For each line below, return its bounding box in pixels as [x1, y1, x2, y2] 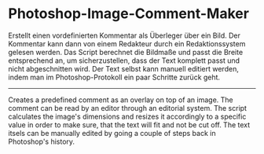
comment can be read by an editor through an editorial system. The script [8, 103, 247, 112]
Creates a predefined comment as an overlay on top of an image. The [8, 95, 233, 104]
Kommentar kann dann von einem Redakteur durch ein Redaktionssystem [8, 38, 246, 48]
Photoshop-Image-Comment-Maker [8, 5, 250, 23]
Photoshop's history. [8, 137, 75, 146]
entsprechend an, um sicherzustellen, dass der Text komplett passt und [8, 56, 240, 65]
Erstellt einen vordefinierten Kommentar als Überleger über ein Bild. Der [8, 31, 241, 40]
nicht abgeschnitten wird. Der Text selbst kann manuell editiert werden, [8, 64, 240, 73]
